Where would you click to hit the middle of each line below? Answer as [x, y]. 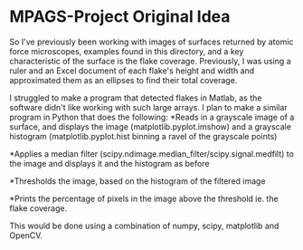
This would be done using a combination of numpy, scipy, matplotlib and [144, 226]
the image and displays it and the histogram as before [109, 163]
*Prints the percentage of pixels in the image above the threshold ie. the [144, 198]
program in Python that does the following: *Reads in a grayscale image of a [152, 117]
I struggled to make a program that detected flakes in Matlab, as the [136, 98]
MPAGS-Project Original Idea [120, 17]
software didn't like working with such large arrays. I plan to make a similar [148, 107]
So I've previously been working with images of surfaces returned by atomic [151, 42]
